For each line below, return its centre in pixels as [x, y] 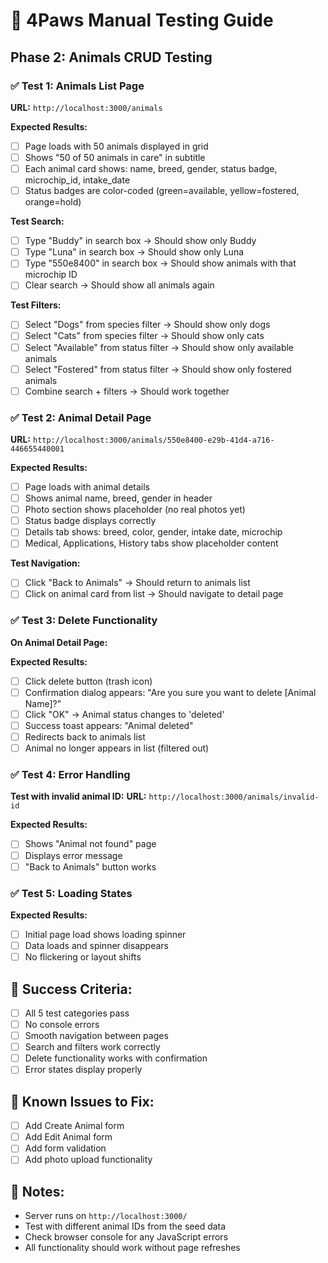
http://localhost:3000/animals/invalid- [234, 797]
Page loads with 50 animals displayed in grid [116, 146]
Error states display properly [83, 1070]
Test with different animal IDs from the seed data [125, 1226]
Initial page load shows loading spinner [105, 934]
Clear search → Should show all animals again [119, 285]
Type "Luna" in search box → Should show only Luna [134, 252]
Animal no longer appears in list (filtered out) [117, 748]
